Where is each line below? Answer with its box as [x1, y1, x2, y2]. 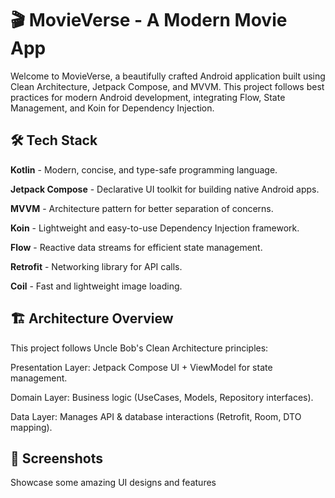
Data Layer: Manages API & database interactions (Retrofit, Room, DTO [10, 410, 302, 422]
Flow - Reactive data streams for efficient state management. [10, 241, 263, 253]
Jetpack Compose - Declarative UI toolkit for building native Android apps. [10, 183, 320, 195]
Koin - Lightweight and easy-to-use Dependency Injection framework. [10, 222, 300, 234]
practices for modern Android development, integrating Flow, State [10, 91, 286, 103]
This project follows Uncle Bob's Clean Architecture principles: [10, 342, 269, 354]
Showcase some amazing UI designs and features [10, 477, 217, 489]
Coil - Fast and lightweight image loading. [10, 280, 183, 292]
